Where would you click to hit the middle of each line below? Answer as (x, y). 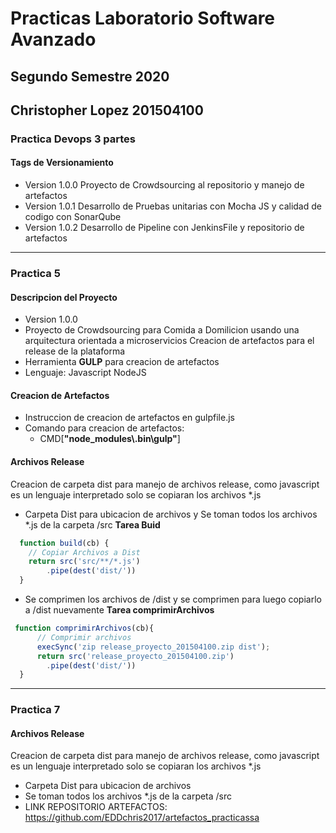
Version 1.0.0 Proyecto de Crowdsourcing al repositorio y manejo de (164, 185)
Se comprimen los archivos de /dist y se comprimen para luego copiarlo (173, 599)
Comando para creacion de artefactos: (104, 428)
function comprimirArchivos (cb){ (84, 628)
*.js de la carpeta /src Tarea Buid (92, 524)
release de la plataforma (75, 351)
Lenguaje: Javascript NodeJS (85, 373)
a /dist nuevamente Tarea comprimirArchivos (119, 610)
